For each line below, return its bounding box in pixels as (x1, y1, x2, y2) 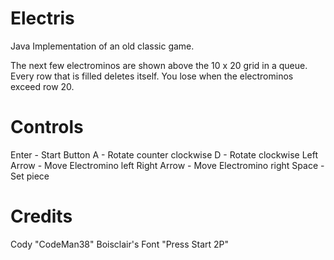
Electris (10, 7, 75, 30)
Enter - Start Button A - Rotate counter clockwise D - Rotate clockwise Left (10, 148, 319, 161)
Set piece (10, 170, 50, 182)
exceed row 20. (10, 80, 75, 92)
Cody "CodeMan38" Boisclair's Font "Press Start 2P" (10, 238, 230, 250)
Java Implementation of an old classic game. (10, 40, 195, 52)
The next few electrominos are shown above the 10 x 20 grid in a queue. (10, 59, 308, 71)
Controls (10, 116, 84, 139)
